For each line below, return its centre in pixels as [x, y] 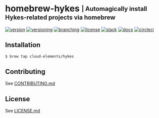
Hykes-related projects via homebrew [60, 17]
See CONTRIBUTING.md [30, 84]
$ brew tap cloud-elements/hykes [40, 56]
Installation [23, 45]
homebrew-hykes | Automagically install [76, 9]
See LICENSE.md [23, 111]
